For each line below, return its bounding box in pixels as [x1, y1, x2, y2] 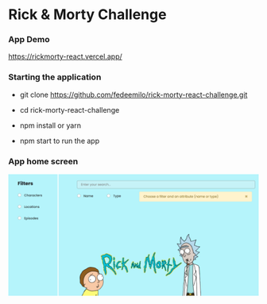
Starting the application [8, 71, 102, 83]
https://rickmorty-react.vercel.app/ [8, 52, 122, 61]
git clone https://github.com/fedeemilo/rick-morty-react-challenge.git [19, 90, 248, 99]
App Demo [8, 34, 50, 45]
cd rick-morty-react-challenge [19, 105, 120, 114]
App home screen [8, 156, 79, 167]
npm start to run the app [19, 136, 100, 145]
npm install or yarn [19, 121, 82, 130]
